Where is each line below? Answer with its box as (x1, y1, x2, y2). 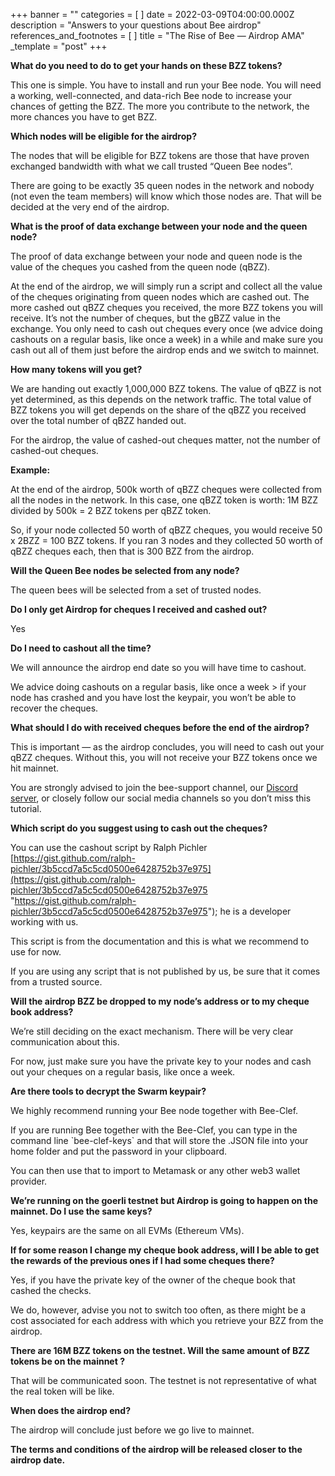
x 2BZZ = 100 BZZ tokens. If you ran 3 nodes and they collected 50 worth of (10, 535, 323, 546)
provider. (10, 1175, 48, 1187)
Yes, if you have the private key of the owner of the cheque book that (10, 1274, 296, 1286)
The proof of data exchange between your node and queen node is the (10, 250, 303, 262)
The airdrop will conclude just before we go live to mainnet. (10, 1424, 255, 1436)
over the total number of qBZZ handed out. (10, 415, 187, 426)
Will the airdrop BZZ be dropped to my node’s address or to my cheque (10, 995, 310, 1007)
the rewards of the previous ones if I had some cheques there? (10, 1255, 275, 1266)
